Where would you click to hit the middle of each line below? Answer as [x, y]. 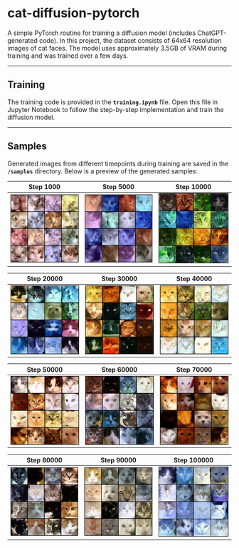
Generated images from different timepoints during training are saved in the [118, 163]
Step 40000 [194, 279]
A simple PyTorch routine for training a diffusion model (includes [102, 33]
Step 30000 [119, 279]
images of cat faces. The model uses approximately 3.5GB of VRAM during [117, 48]
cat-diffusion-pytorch [74, 13]
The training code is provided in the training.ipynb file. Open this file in [113, 102]
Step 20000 [45, 279]
